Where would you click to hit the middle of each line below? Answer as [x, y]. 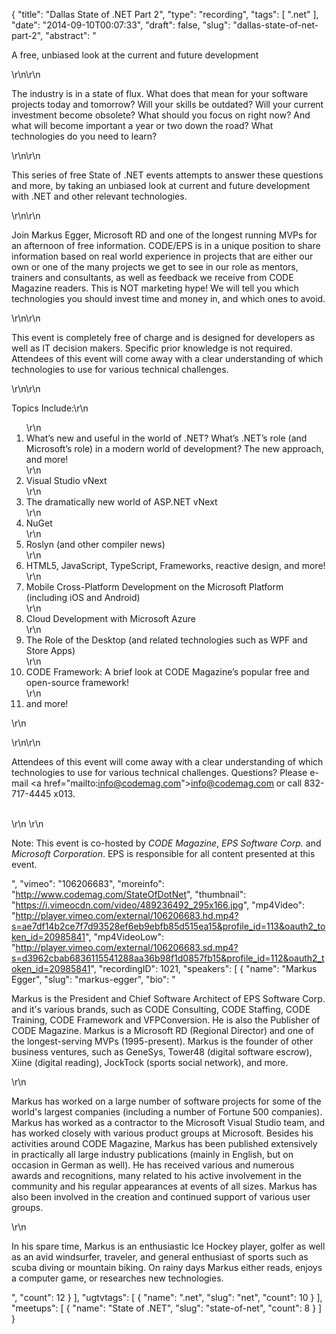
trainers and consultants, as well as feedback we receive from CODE [152, 277]
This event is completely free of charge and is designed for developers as [163, 337]
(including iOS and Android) [83, 597]
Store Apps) [50, 650]
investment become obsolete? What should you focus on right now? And [161, 115]
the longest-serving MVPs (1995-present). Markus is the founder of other [162, 1041]
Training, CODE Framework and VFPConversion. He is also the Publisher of [166, 1020]
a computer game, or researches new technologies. [117, 1278]
